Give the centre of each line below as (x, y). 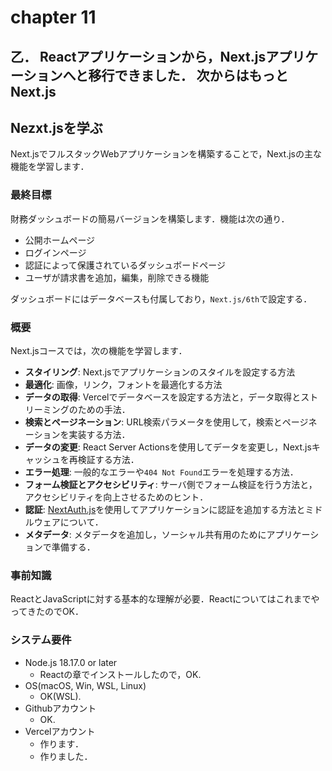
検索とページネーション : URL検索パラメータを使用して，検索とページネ (171, 422)
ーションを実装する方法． (77, 434)
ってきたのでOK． (47, 612)
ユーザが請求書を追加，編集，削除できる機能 (117, 277)
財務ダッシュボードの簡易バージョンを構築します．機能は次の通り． (150, 218)
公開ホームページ (60, 240)
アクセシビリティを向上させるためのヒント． (116, 497)
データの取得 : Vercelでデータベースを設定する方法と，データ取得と (163, 397)
